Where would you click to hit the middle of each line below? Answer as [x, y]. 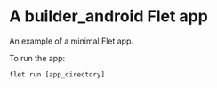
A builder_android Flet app [109, 16]
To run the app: [37, 58]
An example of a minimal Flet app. [72, 41]
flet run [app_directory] [57, 74]
